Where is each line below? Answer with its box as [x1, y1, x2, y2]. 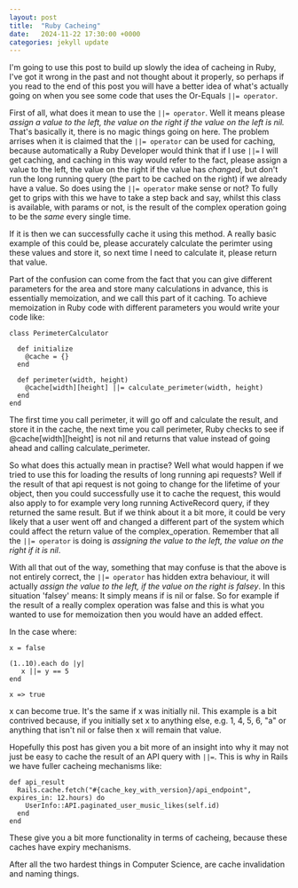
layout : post [9, 12, 58, 22]
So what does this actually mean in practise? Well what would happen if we [9, 460, 284, 471]
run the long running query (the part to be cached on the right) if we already [9, 174, 287, 185]
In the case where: [9, 627, 77, 638]
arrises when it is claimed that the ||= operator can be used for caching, [9, 136, 276, 147]
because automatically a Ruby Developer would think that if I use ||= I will [9, 146, 278, 156]
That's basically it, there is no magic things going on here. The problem [9, 126, 270, 138]
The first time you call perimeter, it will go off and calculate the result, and [9, 415, 278, 425]
